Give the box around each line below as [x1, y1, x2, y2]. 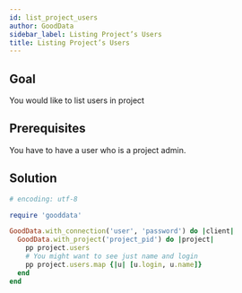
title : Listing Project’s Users [9, 38, 130, 47]
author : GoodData [9, 22, 74, 30]
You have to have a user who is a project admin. [9, 144, 186, 155]
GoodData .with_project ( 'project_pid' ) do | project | [17, 235, 215, 245]
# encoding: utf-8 [9, 194, 78, 203]
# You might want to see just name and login [25, 252, 199, 261]
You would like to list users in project [9, 95, 145, 106]
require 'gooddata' [9, 211, 82, 220]
